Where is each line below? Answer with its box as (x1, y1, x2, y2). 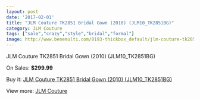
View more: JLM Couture (6, 87, 67, 94)
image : (6, 36, 23, 42)
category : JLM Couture (6, 25, 62, 32)
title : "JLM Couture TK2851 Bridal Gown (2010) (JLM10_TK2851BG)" (6, 20, 174, 26)
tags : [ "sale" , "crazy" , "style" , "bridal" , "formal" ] (6, 31, 135, 37)
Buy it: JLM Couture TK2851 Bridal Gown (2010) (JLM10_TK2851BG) (6, 76, 173, 83)
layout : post (6, 8, 39, 15)
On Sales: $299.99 (6, 64, 54, 71)
